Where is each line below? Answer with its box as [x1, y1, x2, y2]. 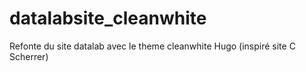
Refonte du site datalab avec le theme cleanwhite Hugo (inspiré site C [9, 40, 296, 52]
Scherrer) [9, 50, 49, 62]
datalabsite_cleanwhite [9, 7, 207, 30]
